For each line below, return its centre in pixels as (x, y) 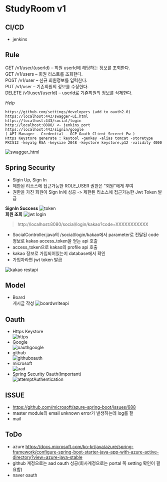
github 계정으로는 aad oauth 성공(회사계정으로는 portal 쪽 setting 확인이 (84, 463)
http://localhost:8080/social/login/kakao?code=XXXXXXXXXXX (83, 224)
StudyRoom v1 (36, 9)
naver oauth (25, 475)
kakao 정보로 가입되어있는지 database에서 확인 (59, 253)
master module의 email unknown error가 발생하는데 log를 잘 (73, 413)
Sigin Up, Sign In (29, 180)
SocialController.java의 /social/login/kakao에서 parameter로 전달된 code (85, 234)
